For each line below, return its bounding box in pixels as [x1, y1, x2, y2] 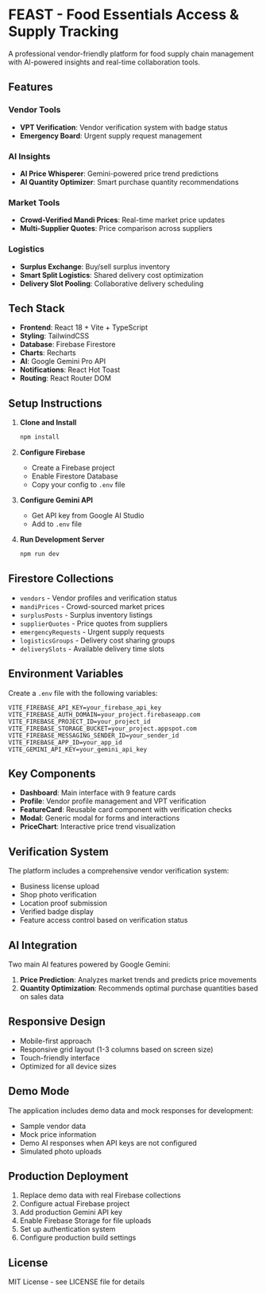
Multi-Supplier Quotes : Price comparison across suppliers [19, 224, 213, 233]
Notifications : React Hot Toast [19, 365, 121, 375]
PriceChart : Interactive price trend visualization [19, 822, 176, 831]
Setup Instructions [8, 396, 102, 410]
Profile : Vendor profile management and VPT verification [19, 796, 206, 806]
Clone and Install [19, 418, 77, 428]
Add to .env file [31, 519, 82, 529]
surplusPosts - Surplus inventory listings [19, 610, 153, 619]
